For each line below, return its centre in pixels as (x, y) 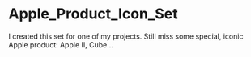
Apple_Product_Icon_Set (93, 14)
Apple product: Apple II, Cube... (61, 44)
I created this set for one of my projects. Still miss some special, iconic (126, 36)
